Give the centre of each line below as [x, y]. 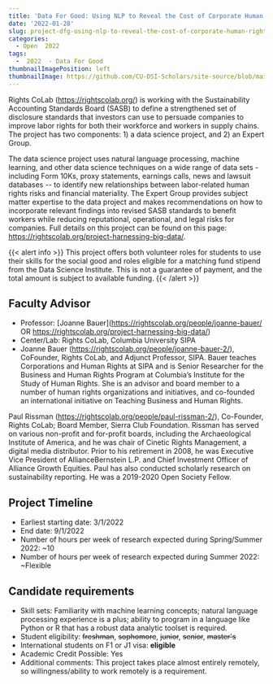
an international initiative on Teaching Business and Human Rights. [132, 401]
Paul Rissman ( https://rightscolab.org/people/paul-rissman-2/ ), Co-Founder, [136, 416]
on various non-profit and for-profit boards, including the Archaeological [130, 434]
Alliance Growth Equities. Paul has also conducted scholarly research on [130, 468]
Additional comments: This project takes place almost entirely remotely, [140, 663]
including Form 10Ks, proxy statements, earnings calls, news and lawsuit [130, 176]
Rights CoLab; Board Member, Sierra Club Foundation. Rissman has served [134, 425]
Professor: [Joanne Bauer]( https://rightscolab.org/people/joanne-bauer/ [141, 323]
